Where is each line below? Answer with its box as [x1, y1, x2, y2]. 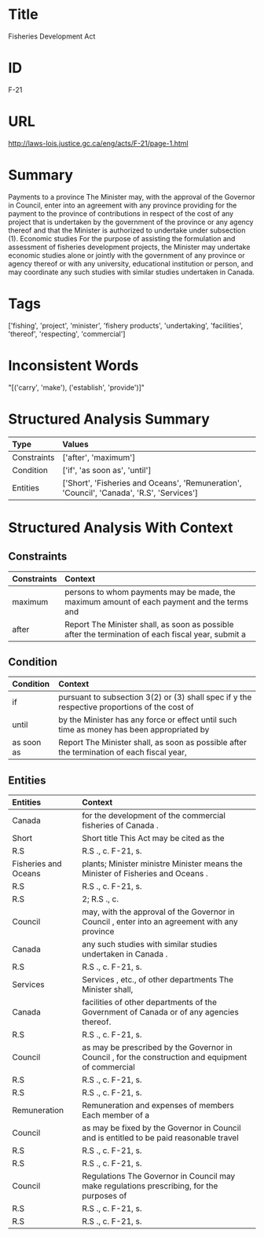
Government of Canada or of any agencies [82, 1007, 240, 1018]
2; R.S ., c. [82, 894, 119, 905]
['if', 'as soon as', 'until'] [62, 464, 152, 475]
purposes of [82, 1191, 127, 1202]
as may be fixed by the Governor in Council [82, 1122, 241, 1133]
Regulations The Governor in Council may [82, 1171, 236, 1182]
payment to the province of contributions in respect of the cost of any [8, 208, 234, 218]
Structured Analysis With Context [8, 519, 233, 536]
